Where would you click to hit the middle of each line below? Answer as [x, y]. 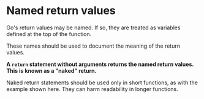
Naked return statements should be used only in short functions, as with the [102, 82]
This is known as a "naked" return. [51, 70]
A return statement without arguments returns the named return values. [100, 64]
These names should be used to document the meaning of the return [93, 46]
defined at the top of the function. [49, 34]
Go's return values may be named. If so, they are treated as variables [93, 28]
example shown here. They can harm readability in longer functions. [93, 89]
